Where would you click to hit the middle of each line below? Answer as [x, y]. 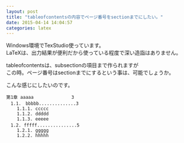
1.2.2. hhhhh [33, 136]
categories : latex [29, 28]
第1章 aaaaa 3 [40, 98]
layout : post [22, 11]
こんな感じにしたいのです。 [40, 85]
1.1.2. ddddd [33, 114]
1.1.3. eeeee [33, 119]
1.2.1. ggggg [33, 131]
